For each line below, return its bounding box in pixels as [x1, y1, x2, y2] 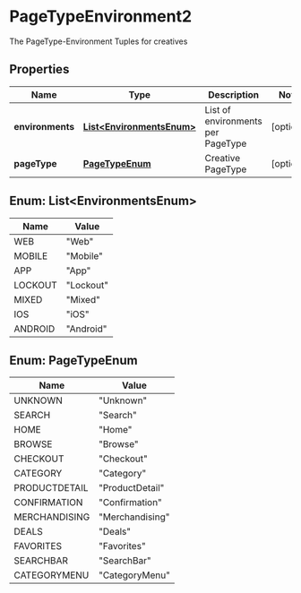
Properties [9, 62, 70, 77]
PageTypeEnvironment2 [9, 6, 193, 27]
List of [204, 103, 231, 116]
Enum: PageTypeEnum [9, 352, 138, 368]
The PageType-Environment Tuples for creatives [9, 36, 188, 47]
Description [208, 88, 260, 100]
